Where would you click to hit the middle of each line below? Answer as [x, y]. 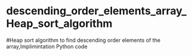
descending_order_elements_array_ [96, 11]
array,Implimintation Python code [47, 46]
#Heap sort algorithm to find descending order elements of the [83, 40]
